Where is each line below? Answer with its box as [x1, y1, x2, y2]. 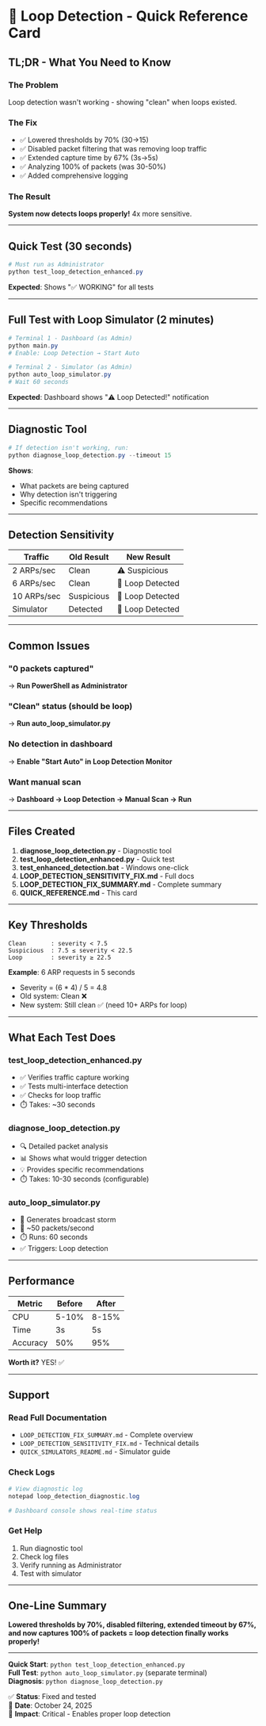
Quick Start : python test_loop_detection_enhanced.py [8, 1659, 185, 1669]
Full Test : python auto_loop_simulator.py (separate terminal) [8, 1668, 207, 1678]
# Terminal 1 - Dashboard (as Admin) [8, 334, 133, 342]
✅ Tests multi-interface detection [19, 1082, 129, 1091]
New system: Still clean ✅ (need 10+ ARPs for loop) [19, 999, 188, 1010]
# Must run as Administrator [8, 261, 104, 269]
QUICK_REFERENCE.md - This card [19, 888, 138, 897]
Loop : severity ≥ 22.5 [8, 953, 112, 961]
